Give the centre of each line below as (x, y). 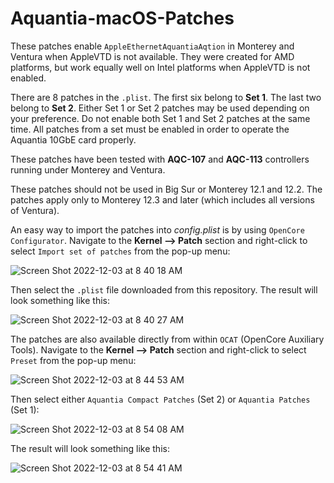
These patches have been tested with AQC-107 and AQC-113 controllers (160, 159)
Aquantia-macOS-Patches (122, 18)
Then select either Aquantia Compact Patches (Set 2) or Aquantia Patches (160, 399)
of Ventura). (35, 210)
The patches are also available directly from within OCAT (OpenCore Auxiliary (167, 339)
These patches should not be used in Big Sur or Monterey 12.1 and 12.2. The (166, 189)
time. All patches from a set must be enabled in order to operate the (150, 129)
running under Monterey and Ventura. (88, 169)
